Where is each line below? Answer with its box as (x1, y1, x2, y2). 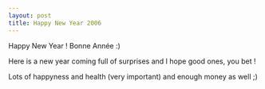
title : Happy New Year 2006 (8, 19, 102, 27)
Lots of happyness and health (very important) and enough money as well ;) (8, 72, 258, 81)
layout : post (8, 11, 52, 20)
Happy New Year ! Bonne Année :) (8, 41, 121, 50)
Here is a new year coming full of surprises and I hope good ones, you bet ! (8, 56, 256, 66)
